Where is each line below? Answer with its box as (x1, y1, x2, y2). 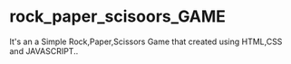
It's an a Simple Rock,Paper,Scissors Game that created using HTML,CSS (9, 36, 283, 47)
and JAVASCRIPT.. (9, 45, 79, 56)
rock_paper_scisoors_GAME (9, 6, 227, 27)
